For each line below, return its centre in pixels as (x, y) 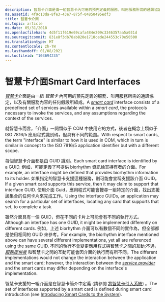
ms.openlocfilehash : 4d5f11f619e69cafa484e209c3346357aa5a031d (71, 33)
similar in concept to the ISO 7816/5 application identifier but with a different (82, 146)
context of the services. (29, 118)
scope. (12, 151)
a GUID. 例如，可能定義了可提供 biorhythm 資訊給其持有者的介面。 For (76, 167)
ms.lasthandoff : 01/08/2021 (34, 51)
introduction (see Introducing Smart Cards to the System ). (64, 295)
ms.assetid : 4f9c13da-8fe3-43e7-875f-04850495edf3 (58, 14)
